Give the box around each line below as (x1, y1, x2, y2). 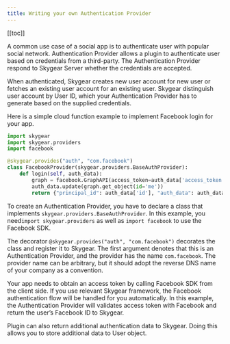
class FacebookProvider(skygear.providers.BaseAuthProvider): (7, 164, 188, 171)
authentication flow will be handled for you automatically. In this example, (7, 293, 214, 302)
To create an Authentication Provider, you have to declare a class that (7, 202, 203, 210)
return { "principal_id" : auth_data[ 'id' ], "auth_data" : (31, 189, 194, 196)
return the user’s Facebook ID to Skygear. (7, 308, 125, 317)
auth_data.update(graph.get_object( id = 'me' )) (31, 183, 164, 190)
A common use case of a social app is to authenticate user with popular (7, 42, 209, 50)
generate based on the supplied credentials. (7, 98, 132, 107)
